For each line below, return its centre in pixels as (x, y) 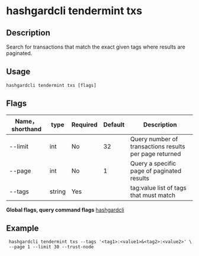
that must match (153, 195)
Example (23, 229)
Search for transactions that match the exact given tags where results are (96, 47)
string (58, 192)
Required (84, 124)
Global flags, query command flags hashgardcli (65, 210)
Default (114, 124)
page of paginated (156, 171)
